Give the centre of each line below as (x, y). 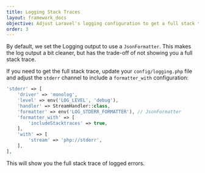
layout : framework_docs (37, 18)
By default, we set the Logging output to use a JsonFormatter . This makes (99, 46)
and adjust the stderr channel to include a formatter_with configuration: (98, 78)
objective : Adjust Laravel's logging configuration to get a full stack (101, 23)
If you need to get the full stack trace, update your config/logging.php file (99, 72)
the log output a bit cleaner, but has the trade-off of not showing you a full (99, 53)
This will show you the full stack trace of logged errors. (76, 163)
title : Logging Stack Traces (43, 12)
